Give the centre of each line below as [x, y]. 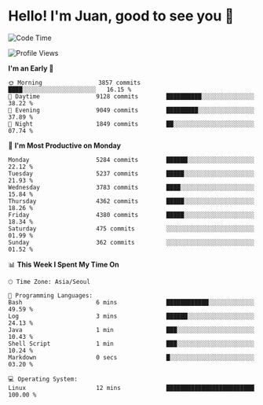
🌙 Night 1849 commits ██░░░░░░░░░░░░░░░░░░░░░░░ [131, 124]
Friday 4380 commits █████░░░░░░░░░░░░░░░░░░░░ [131, 215]
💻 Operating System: [43, 379]
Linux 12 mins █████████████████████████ [131, 388]
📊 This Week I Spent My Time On [64, 264]
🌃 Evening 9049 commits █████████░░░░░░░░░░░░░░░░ [131, 110]
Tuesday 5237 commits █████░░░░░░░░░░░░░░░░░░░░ [131, 173]
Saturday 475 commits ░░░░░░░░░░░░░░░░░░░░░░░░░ [131, 228]
